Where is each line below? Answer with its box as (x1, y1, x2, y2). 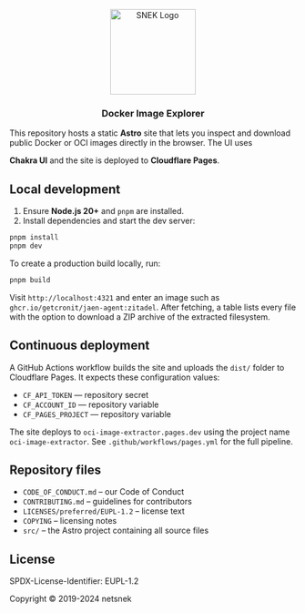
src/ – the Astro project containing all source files (22, 525, 209, 536)
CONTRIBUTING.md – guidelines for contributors (22, 496, 193, 507)
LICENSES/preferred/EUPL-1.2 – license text (22, 506, 185, 516)
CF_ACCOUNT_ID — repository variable (22, 399, 159, 410)
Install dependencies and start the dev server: (22, 215, 196, 227)
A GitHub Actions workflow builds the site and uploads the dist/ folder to (9, 362, 285, 373)
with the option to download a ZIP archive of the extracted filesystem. (9, 311, 270, 322)
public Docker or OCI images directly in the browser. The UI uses (9, 138, 253, 148)
